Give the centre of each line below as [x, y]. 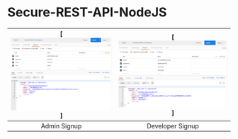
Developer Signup [173, 126]
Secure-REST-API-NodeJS [87, 12]
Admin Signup [61, 126]
